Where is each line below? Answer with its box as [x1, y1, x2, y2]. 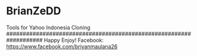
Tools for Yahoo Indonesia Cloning [6, 24, 90, 31]
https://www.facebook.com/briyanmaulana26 [6, 43, 118, 50]
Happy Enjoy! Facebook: [43, 36, 104, 43]
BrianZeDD [6, 4, 61, 18]
